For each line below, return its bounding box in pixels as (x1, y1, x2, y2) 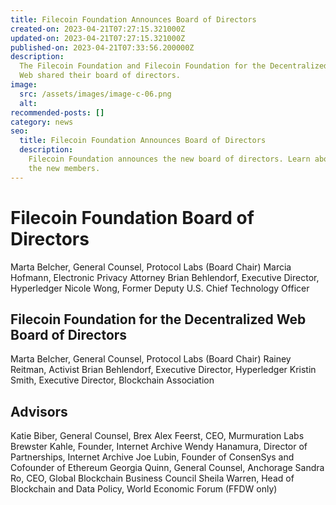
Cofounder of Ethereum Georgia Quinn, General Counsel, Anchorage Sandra (10, 462, 325, 474)
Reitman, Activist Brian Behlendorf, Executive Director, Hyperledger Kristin (10, 364, 317, 376)
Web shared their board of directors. (19, 71, 182, 81)
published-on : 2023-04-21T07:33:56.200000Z (10, 42, 195, 53)
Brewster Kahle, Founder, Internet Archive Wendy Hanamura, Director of (10, 441, 308, 453)
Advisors (10, 403, 68, 420)
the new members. (28, 163, 101, 173)
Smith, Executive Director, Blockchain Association (10, 374, 215, 386)
